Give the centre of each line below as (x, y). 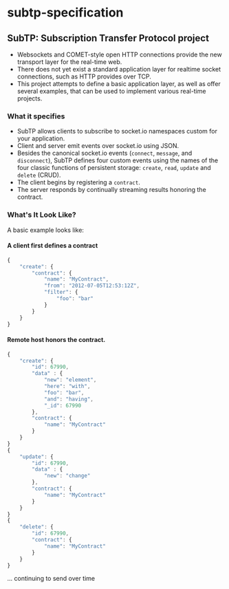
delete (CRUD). (39, 175)
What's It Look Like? (42, 215)
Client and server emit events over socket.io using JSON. (98, 146)
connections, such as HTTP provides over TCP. (84, 76)
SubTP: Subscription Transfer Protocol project (108, 38)
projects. (30, 98)
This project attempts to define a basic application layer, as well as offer (119, 84)
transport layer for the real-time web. (69, 62)
